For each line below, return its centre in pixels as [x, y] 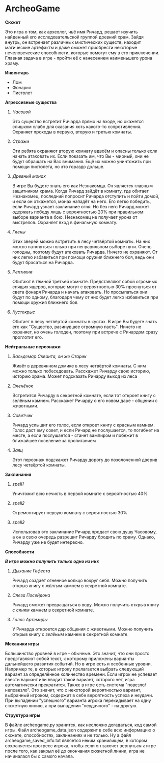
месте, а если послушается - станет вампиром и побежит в [75, 435]
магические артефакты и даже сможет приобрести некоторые [71, 47]
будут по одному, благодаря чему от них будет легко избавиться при [85, 297]
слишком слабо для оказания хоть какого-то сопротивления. [77, 127]
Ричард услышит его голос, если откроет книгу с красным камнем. [83, 425]
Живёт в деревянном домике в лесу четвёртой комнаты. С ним [79, 365]
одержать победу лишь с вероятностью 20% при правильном [78, 212]
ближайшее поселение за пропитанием [54, 440]
